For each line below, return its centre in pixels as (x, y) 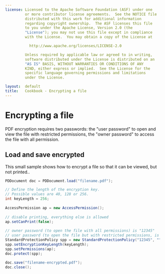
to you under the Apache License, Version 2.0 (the (79, 28)
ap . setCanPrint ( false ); (29, 221)
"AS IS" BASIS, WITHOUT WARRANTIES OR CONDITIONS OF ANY (84, 64)
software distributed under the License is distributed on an (90, 59)
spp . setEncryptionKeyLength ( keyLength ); (47, 244)
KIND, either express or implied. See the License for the (88, 68)
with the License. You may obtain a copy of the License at (89, 37)
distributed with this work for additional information (83, 19)
